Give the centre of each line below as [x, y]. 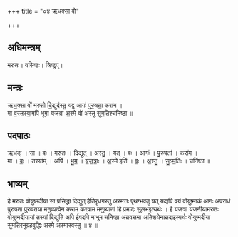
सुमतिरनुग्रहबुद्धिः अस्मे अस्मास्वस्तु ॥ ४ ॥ [53, 226]
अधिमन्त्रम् [24, 47]
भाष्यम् [17, 184]
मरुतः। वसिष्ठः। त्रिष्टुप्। [35, 65]
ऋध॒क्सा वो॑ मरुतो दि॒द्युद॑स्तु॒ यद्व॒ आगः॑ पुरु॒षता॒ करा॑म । [65, 105]
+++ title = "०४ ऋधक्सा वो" [43, 11]
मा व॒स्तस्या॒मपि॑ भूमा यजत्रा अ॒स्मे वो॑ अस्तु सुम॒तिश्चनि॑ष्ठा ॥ [70, 113]
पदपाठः [19, 136]
